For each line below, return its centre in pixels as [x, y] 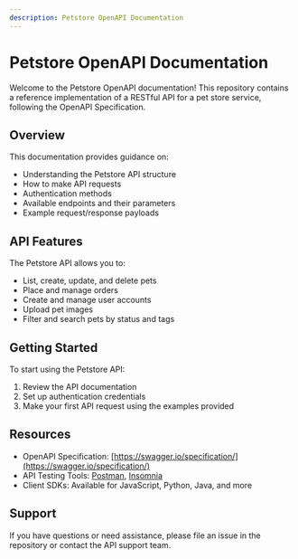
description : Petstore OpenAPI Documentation [96, 18]
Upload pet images [57, 309]
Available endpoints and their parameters [99, 204]
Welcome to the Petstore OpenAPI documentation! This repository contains [149, 88]
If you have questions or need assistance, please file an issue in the [135, 535]
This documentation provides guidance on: [89, 157]
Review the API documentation [79, 387]
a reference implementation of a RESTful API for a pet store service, [135, 97]
